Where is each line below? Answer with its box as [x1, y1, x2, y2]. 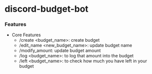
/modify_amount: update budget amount [19, 48, 101, 53]
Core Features [11, 32, 41, 38]
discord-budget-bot [4, 3, 89, 15]
